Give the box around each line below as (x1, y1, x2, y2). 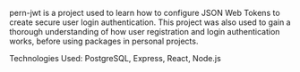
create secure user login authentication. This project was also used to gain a (9, 17, 291, 28)
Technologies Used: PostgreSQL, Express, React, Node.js (9, 53, 221, 63)
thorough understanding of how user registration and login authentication (9, 27, 280, 36)
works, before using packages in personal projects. (9, 36, 199, 46)
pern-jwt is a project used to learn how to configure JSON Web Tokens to (9, 8, 280, 18)
